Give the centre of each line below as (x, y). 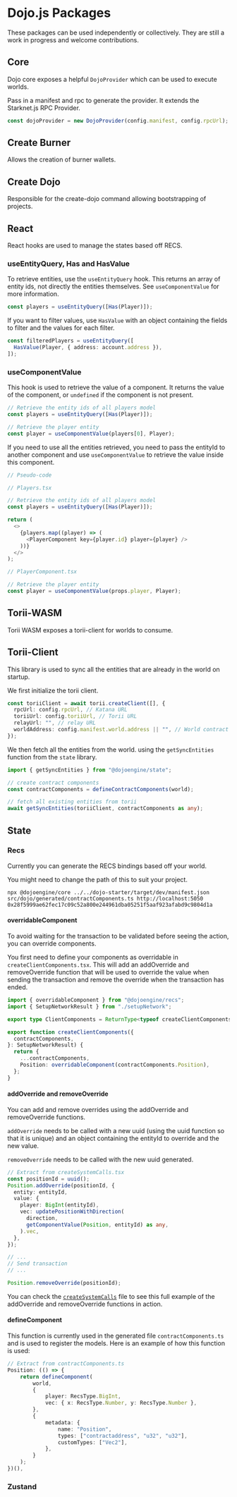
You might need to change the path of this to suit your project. (98, 879)
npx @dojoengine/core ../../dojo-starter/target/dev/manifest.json (109, 892)
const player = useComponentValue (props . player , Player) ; (94, 591)
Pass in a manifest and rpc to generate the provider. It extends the (103, 100)
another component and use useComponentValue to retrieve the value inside (116, 454)
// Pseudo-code (30, 475)
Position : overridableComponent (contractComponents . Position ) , (115, 1065)
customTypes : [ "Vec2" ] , (93, 1442)
